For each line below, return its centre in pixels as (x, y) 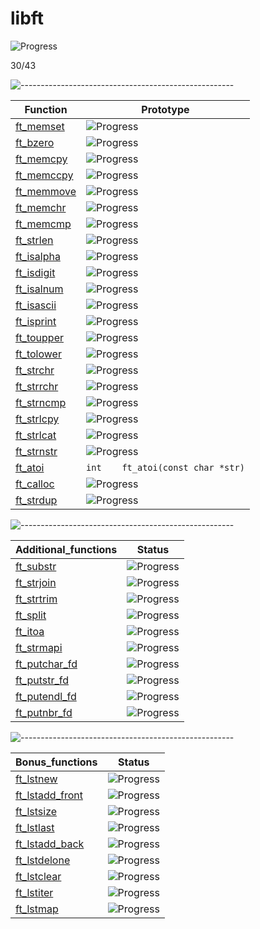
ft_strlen (34, 240)
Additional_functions (66, 549)
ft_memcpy (41, 159)
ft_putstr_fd (42, 680)
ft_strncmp (41, 402)
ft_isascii (36, 305)
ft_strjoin (36, 582)
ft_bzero (35, 142)
